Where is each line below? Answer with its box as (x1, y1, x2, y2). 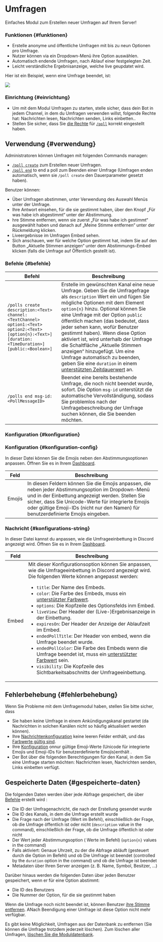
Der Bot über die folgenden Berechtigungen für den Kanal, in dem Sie (12, 754, 151, 760)
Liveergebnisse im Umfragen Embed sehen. (12, 232, 100, 239)
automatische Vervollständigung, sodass (61, 392, 154, 399)
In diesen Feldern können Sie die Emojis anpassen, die (27, 480, 151, 487)
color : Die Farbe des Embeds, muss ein (36, 590, 126, 597)
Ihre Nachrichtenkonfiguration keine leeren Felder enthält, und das (12, 733, 145, 739)
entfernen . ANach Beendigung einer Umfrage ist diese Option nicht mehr (5, 907, 151, 912)
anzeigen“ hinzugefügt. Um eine (61, 348, 135, 354)
